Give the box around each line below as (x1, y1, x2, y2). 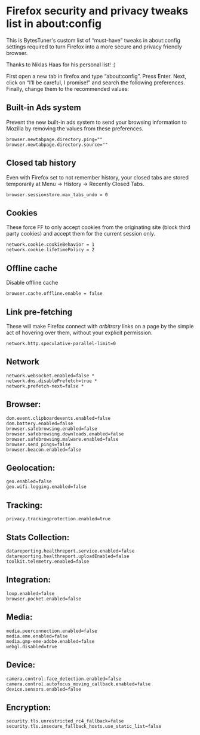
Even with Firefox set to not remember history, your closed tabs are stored (6, 173, 189, 181)
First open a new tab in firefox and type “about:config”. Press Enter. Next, (6, 72, 187, 80)
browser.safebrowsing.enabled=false (6, 426, 97, 432)
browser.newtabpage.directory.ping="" (6, 136, 103, 142)
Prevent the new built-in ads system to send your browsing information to (6, 118, 187, 126)
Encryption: (6, 702, 51, 712)
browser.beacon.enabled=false (6, 447, 82, 453)
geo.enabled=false (6, 478, 52, 485)
